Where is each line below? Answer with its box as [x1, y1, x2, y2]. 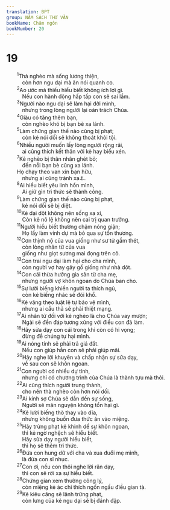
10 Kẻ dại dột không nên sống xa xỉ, [17, 208, 103, 217]
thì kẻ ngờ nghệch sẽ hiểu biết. [22, 429, 99, 437]
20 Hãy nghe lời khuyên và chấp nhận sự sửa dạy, [17, 353, 139, 361]
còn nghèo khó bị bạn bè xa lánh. [22, 120, 105, 127]
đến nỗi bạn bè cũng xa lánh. [22, 161, 95, 169]
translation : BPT [6, 8, 50, 15]
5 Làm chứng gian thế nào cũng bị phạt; [17, 126, 114, 135]
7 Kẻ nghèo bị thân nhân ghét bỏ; [17, 154, 98, 163]
